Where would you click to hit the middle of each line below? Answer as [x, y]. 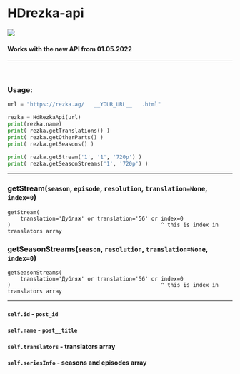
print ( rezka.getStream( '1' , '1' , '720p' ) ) [75, 157]
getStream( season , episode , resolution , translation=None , [107, 188]
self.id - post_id [33, 314]
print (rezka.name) [35, 124]
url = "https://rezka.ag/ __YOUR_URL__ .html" [84, 105]
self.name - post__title [42, 330]
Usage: [20, 90]
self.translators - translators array [61, 346]
